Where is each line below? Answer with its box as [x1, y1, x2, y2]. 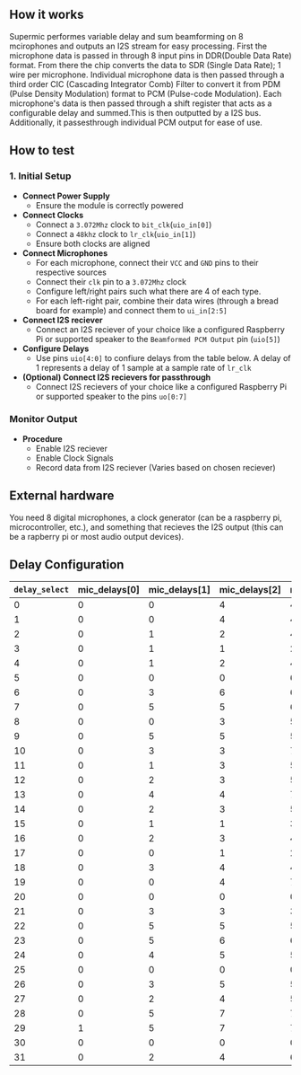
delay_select [13, 585, 70, 595]
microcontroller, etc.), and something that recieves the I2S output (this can [9, 521, 284, 533]
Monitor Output [9, 413, 78, 426]
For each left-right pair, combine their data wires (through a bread [35, 295, 279, 306]
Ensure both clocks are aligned [35, 238, 150, 249]
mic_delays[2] [219, 584, 282, 596]
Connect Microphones [21, 247, 108, 259]
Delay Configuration [9, 557, 125, 572]
